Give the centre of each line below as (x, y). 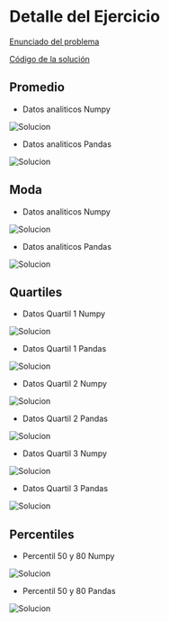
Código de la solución (49, 59)
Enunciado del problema (54, 41)
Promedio (37, 87)
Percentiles (42, 534)
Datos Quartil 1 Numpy (64, 314)
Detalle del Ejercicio (84, 17)
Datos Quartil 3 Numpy (65, 453)
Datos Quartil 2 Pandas (65, 419)
